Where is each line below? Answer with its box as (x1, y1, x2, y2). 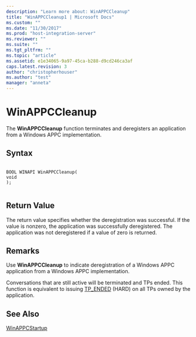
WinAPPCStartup (6, 325, 48, 332)
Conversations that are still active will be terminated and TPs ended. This (6, 279, 183, 286)
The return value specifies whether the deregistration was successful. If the (6, 216, 190, 223)
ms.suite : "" (6, 42, 38, 48)
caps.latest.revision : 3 (6, 63, 67, 70)
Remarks (6, 246, 40, 256)
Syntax (6, 148, 33, 158)
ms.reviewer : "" (6, 36, 46, 42)
